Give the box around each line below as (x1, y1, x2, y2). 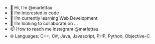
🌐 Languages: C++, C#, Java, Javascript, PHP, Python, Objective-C (10, 33, 150, 39)
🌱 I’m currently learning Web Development (10, 15, 98, 21)
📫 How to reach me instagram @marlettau (10, 26, 99, 32)
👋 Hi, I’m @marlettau (10, 5, 53, 10)
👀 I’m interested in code (10, 10, 59, 16)
